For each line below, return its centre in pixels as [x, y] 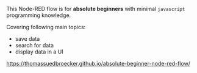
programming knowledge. [39, 15]
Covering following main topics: [46, 27]
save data [27, 39]
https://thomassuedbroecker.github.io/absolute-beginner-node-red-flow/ [99, 64]
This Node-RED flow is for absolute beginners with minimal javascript [96, 9]
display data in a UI [39, 52]
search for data [34, 45]
